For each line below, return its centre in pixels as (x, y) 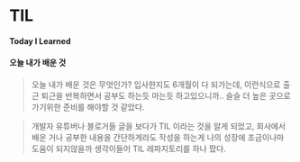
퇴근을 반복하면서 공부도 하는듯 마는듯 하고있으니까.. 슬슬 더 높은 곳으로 (166, 95)
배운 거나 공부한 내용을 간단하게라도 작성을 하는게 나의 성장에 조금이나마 (158, 137)
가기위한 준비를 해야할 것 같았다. (88, 107)
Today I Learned (40, 40)
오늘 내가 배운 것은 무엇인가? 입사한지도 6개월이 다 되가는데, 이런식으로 (156, 84)
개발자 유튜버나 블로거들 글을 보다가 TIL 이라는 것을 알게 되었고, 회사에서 (159, 126)
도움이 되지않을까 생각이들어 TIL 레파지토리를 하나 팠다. (129, 148)
